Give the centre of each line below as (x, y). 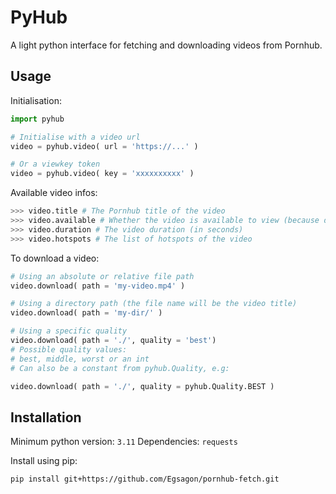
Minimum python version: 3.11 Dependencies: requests (124, 442)
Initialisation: (36, 100)
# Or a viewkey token (55, 164)
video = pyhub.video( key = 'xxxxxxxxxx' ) (102, 174)
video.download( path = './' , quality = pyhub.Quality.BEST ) (142, 386)
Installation (46, 417)
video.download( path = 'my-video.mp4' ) (98, 286)
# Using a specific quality (69, 331)
